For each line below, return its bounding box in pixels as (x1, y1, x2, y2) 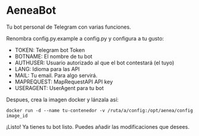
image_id (6, 113, 28, 119)
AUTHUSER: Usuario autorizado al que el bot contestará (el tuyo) (14, 59, 175, 66)
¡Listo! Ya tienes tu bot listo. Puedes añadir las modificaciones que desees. (6, 123, 189, 130)
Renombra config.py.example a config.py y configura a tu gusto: (6, 35, 164, 42)
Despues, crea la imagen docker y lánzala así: (6, 96, 119, 103)
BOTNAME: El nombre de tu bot (14, 52, 92, 60)
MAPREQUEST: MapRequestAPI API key (14, 78, 113, 85)
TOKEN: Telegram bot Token (14, 46, 85, 54)
